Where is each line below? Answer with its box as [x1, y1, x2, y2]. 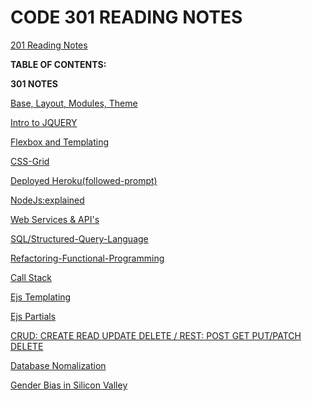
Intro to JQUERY [10, 116, 78, 128]
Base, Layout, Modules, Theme [10, 97, 138, 109]
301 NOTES [10, 77, 58, 90]
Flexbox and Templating [10, 136, 110, 148]
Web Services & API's [10, 213, 100, 225]
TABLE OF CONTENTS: [10, 58, 107, 70]
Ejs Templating [10, 291, 72, 303]
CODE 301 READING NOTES [10, 6, 243, 29]
